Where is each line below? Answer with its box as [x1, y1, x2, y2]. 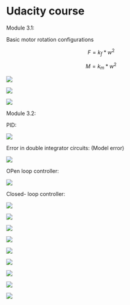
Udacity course [6, 4, 85, 18]
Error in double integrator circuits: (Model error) [6, 144, 125, 151]
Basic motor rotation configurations [6, 36, 94, 43]
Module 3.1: [6, 24, 35, 31]
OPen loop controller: [6, 167, 59, 174]
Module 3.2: [6, 110, 36, 117]
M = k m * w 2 [85, 61, 117, 71]
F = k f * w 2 [87, 47, 115, 57]
